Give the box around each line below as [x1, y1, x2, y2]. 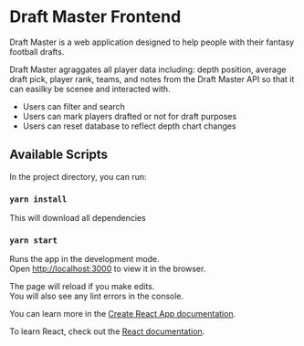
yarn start [9, 235, 58, 246]
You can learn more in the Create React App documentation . [9, 309, 236, 320]
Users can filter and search [22, 100, 126, 111]
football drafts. [9, 46, 65, 57]
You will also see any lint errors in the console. [9, 290, 184, 302]
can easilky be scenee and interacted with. [9, 83, 171, 94]
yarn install [9, 194, 68, 204]
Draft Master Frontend [9, 6, 182, 27]
